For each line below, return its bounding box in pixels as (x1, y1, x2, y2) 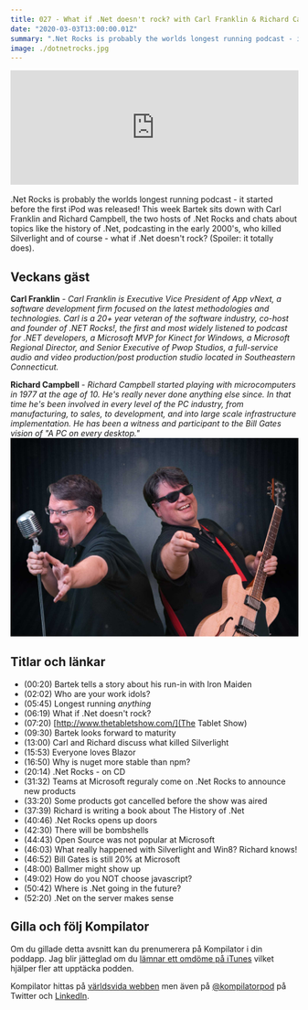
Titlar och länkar (10, 654, 106, 670)
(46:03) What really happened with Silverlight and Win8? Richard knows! (23, 843, 298, 854)
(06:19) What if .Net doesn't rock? (23, 707, 152, 718)
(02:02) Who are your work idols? (23, 688, 151, 699)
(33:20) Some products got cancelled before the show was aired (23, 795, 268, 806)
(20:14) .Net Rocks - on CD (23, 766, 126, 777)
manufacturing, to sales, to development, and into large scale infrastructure (10, 408, 297, 420)
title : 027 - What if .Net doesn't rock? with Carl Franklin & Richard (10, 15, 289, 24)
